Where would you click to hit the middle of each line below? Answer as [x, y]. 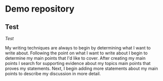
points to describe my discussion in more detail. [53, 73]
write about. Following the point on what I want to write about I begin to [76, 53]
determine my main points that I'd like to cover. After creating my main [75, 58]
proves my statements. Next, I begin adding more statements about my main [81, 68]
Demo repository [40, 9]
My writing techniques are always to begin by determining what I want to [78, 48]
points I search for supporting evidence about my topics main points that [78, 63]
